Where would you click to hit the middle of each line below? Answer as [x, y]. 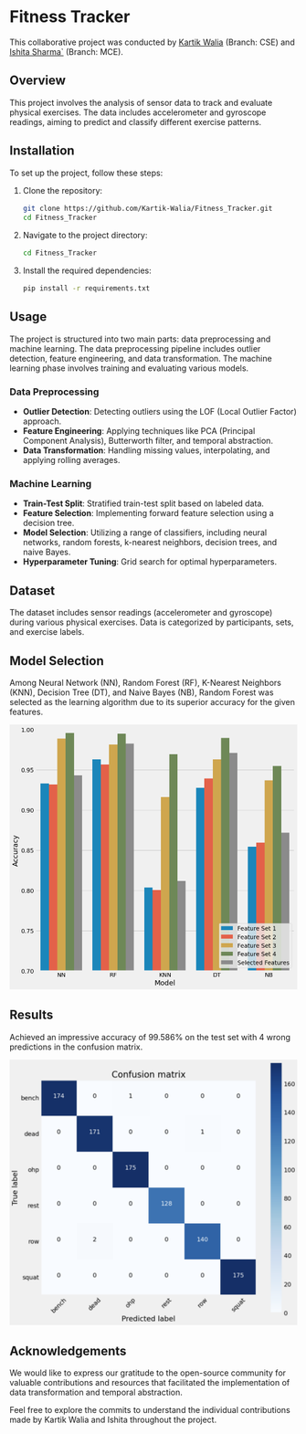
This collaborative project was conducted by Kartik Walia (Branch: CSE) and [152, 42]
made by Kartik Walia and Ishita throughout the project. [113, 1420]
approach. [42, 421]
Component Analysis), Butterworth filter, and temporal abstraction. [148, 441]
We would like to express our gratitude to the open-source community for [148, 1373]
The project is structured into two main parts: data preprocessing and [140, 339]
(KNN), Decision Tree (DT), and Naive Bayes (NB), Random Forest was [142, 692]
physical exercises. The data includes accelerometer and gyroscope [138, 112]
